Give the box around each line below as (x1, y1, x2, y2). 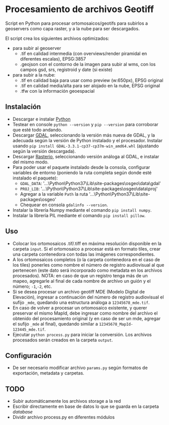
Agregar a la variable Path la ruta (20, 191, 88, 197)
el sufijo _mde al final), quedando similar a (12, 321, 98, 327)
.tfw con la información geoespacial (20, 88, 95, 94)
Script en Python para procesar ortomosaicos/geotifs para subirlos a (5, 20, 148, 26)
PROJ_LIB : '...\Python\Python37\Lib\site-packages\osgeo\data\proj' (20, 186, 158, 192)
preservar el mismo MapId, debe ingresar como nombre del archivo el (12, 310, 158, 316)
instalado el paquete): (12, 175, 58, 181)
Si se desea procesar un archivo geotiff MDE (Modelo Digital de (12, 288, 145, 294)
